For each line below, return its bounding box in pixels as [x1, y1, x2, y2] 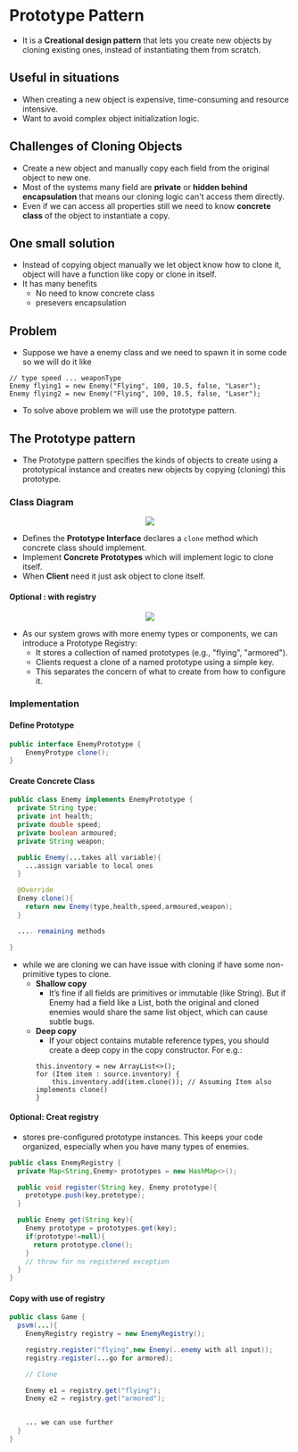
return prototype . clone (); [32, 1240, 134, 1249]
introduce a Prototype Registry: [21, 638, 138, 648]
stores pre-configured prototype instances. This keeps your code [21, 1131, 263, 1142]
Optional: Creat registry [9, 1112, 100, 1122]
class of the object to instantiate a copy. [21, 210, 170, 221]
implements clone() [35, 1085, 109, 1094]
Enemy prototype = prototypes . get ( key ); [25, 1224, 178, 1233]
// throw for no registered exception [25, 1256, 170, 1266]
